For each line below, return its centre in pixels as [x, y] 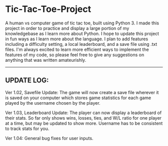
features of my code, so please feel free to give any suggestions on [75, 55]
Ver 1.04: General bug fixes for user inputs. [49, 138]
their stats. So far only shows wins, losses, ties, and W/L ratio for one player [83, 118]
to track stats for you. [27, 129]
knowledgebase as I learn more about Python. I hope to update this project [82, 33]
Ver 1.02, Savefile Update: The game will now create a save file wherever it [82, 92]
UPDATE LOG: [27, 80]
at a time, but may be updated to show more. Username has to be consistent [84, 123]
